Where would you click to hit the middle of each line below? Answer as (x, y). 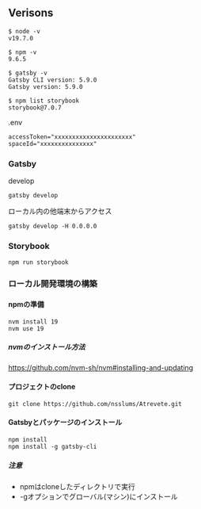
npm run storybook (38, 262)
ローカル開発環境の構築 (53, 284)
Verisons (31, 13)
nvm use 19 (26, 328)
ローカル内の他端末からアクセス (60, 211)
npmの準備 (27, 304)
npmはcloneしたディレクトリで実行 (78, 486)
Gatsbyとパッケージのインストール (65, 423)
